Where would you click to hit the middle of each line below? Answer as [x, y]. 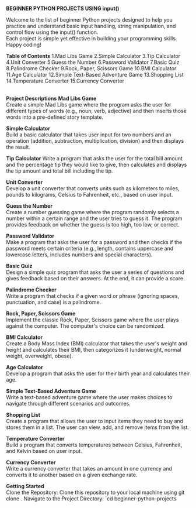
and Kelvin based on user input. [44, 451]
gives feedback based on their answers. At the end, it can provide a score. [95, 278]
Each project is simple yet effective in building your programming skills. [92, 38]
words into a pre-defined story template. [55, 117]
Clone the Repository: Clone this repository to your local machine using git [95, 492]
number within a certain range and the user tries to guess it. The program [94, 218]
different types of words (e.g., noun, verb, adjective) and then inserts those [96, 111]
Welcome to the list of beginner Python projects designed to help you [90, 20]
